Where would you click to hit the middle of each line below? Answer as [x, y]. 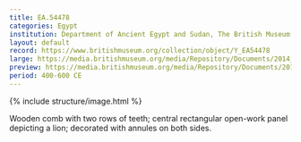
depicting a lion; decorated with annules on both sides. [111, 128]
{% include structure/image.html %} [76, 101]
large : [21, 59]
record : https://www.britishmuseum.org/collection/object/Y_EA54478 [140, 51]
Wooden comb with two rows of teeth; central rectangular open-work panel [149, 118]
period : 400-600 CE [46, 76]
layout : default [39, 42]
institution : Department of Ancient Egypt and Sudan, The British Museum [150, 34]
